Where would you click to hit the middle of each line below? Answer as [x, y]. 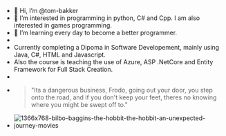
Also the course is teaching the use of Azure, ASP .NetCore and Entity [113, 62]
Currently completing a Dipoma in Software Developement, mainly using [116, 47]
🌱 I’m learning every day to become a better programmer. [95, 32]
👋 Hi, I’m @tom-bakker [46, 11]
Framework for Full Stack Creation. [63, 69]
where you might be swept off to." [79, 105]
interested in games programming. [63, 25]
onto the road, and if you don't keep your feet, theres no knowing [124, 97]
